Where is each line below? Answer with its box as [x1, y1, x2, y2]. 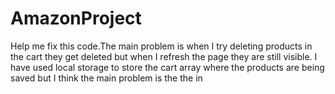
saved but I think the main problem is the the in [10, 72, 203, 84]
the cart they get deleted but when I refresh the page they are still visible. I [10, 50, 318, 62]
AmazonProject [10, 7, 142, 30]
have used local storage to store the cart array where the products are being [10, 61, 325, 73]
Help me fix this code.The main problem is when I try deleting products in [10, 40, 313, 52]
